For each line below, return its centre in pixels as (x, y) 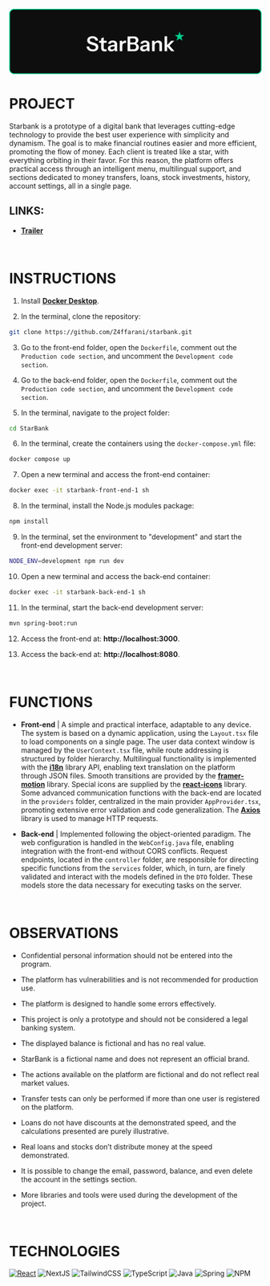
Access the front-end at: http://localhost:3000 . (100, 639)
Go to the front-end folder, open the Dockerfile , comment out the (129, 347)
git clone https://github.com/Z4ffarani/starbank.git (101, 332)
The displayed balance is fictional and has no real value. (113, 1043)
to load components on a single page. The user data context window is (138, 741)
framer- (231, 775)
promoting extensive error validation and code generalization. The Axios (141, 810)
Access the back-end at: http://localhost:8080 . (100, 654)
